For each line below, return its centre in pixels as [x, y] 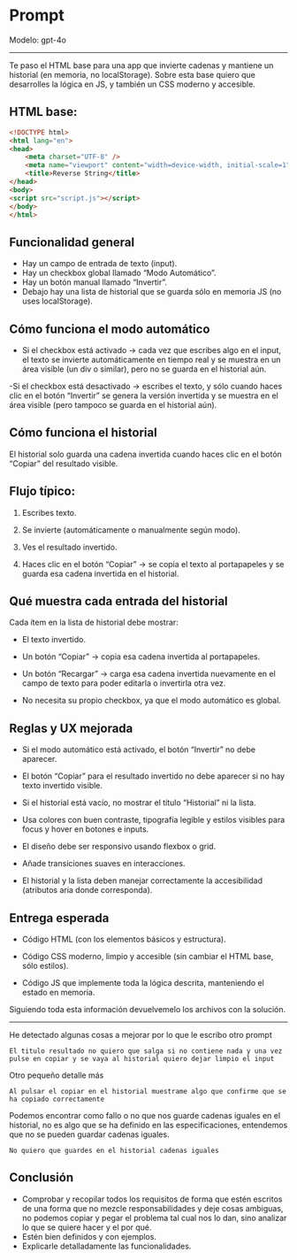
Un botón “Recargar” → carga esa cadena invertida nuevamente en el [148, 674]
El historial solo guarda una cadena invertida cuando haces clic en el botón [146, 454]
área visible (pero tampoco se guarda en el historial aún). [113, 405]
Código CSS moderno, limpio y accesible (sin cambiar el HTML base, [148, 957]
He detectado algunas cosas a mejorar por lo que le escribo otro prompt [141, 1035]
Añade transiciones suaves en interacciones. [103, 864]
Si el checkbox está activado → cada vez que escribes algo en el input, [151, 350]
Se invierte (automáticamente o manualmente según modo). [131, 530]
